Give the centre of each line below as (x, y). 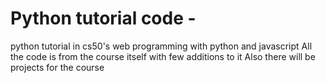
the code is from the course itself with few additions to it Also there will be (163, 56)
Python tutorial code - (103, 18)
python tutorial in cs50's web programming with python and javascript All (161, 46)
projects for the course (57, 67)
